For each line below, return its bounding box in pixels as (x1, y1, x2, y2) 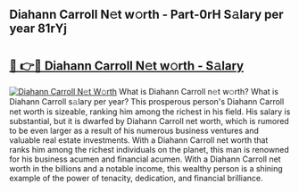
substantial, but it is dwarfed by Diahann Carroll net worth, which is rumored (9, 116, 290, 126)
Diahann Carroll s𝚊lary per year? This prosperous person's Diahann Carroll (9, 96, 285, 106)
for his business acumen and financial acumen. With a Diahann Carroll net (9, 154, 281, 164)
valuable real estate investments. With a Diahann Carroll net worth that (9, 135, 269, 146)
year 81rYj (9, 21, 68, 37)
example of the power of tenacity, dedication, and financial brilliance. (9, 173, 263, 183)
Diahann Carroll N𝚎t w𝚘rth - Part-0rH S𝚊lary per (9, 7, 284, 22)
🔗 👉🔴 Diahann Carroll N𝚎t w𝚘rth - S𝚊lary (9, 58, 244, 73)
